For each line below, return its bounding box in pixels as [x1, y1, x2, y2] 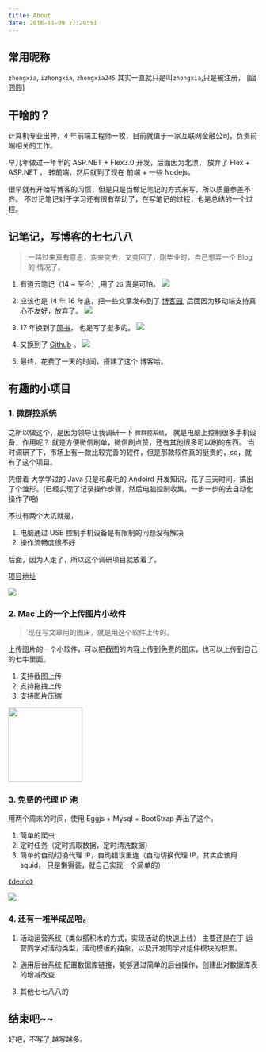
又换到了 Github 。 [19, 339, 81, 349]
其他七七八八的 [19, 986, 69, 996]
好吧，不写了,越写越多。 [8, 1035, 87, 1044]
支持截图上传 [19, 671, 62, 680]
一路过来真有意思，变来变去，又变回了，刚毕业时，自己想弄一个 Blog [27, 252, 253, 262]
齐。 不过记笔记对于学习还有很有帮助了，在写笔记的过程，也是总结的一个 [8, 195, 246, 204]
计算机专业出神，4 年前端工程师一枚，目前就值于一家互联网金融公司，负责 [8, 131, 251, 141]
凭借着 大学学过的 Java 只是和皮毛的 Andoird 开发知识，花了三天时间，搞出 [8, 474, 253, 484]
